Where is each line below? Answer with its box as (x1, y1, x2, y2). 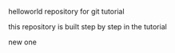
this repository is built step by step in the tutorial (8, 22, 168, 31)
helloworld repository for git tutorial (8, 7, 125, 16)
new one (8, 37, 38, 47)
